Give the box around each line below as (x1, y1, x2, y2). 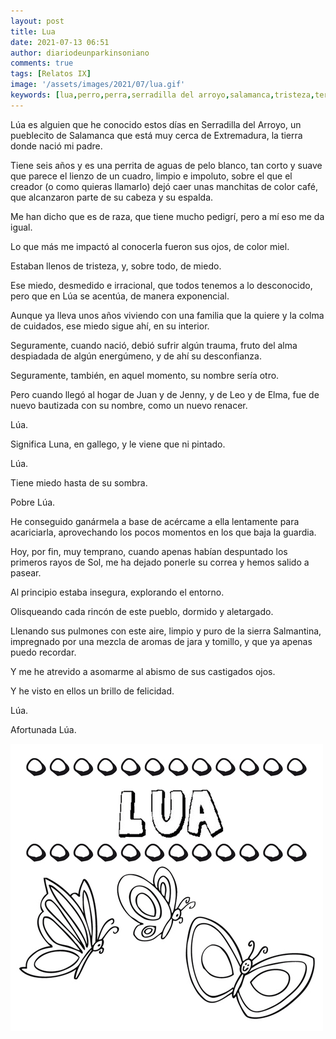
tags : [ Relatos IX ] (10, 69, 92, 79)
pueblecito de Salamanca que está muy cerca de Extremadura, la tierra (10, 129, 303, 141)
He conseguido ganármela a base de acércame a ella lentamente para (10, 515, 300, 527)
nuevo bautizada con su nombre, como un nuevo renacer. (10, 399, 248, 411)
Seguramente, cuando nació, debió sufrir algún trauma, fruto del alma (10, 339, 298, 351)
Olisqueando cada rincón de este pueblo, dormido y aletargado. (10, 605, 274, 617)
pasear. (10, 566, 42, 579)
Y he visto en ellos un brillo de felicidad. (10, 685, 175, 697)
